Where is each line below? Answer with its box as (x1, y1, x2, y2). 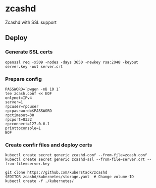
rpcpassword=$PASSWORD (5, 108, 52, 113)
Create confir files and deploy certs (5, 141, 93, 148)
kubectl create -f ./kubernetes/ (5, 179, 74, 184)
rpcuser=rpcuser (5, 104, 39, 109)
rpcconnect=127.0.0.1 (5, 121, 50, 126)
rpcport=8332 (5, 117, 32, 122)
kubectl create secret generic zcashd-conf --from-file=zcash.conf (5, 153, 148, 158)
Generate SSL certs (5, 48, 53, 55)
